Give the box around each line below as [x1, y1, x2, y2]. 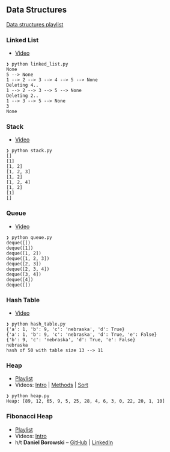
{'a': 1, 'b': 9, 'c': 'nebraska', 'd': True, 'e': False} [6, 332, 157, 338]
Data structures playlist [6, 20, 64, 28]
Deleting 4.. [6, 82, 39, 88]
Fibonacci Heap [6, 412, 53, 421]
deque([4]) [6, 276, 34, 282]
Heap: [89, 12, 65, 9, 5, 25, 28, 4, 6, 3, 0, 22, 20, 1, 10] [6, 398, 165, 404]
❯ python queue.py [6, 234, 52, 240]
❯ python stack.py [6, 147, 52, 154]
